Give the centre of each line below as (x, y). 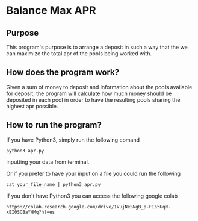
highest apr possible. (32, 106)
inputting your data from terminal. (48, 162)
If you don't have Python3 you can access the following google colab (92, 196)
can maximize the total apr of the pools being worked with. (79, 54)
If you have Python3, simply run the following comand (73, 140)
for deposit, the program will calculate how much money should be (89, 93)
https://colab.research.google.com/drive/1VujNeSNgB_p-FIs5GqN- (88, 207)
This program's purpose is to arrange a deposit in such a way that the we (97, 47)
